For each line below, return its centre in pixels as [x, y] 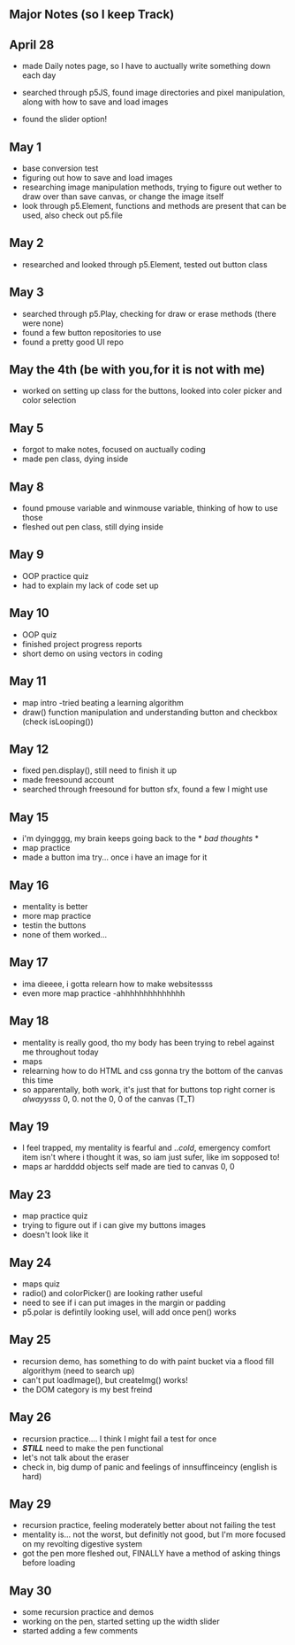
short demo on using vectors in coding [92, 653]
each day [39, 75]
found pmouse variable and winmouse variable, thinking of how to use [150, 508]
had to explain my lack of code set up [90, 585]
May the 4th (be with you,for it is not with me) [137, 370]
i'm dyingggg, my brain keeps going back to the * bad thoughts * [140, 838]
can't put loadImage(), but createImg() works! [105, 1379]
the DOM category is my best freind [87, 1389]
